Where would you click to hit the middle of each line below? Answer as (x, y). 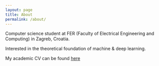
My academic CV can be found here (43, 58)
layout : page (19, 10)
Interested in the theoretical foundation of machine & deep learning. (76, 49)
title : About (19, 15)
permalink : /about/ (26, 19)
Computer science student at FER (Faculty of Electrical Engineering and (80, 34)
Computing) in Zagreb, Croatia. (37, 39)
